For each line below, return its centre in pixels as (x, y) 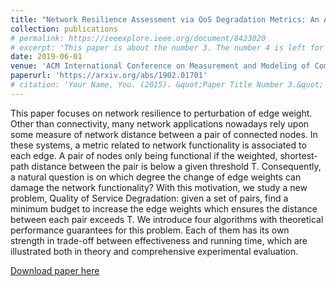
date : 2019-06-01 (46, 57)
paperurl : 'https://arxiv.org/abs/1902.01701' (109, 76)
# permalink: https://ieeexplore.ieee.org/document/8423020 (138, 38)
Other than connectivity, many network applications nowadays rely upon (160, 123)
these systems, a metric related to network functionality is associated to (158, 145)
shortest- (298, 155)
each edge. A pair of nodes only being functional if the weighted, (144, 155)
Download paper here (55, 270)
